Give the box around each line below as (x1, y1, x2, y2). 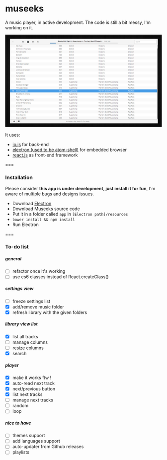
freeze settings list (12, 298, 51, 304)
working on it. (5, 24, 33, 30)
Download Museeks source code (12, 206, 81, 212)
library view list (5, 321, 38, 327)
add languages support (12, 438, 61, 444)
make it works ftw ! (12, 375, 52, 381)
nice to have (5, 420, 31, 426)
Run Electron (12, 222, 39, 228)
